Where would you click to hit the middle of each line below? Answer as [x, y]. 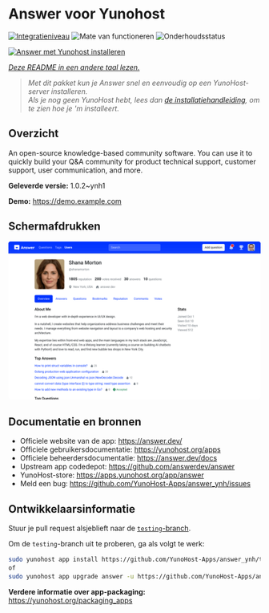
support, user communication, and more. [76, 170]
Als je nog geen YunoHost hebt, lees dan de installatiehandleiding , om [144, 99]
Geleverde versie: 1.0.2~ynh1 [57, 185]
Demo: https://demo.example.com [65, 201]
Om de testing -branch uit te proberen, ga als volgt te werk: [106, 544]
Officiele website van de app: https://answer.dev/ [101, 441]
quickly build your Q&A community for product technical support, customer [132, 161]
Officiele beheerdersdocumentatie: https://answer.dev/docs [118, 458]
